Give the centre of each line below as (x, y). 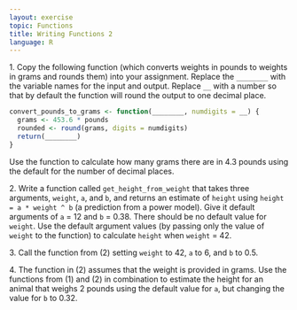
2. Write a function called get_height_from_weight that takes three (129, 188)
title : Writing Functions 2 (61, 34)
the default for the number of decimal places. (92, 171)
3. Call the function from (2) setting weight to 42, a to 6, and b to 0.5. (134, 252)
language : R (31, 42)
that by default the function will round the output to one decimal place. (138, 96)
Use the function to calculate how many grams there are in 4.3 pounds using (149, 161)
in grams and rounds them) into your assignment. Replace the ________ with (148, 77)
